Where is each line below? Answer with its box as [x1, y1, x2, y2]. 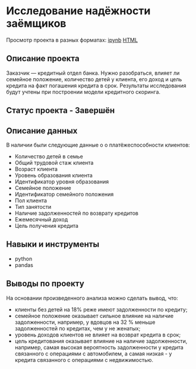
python [14, 255, 33, 262]
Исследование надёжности [6, 4, 151, 18]
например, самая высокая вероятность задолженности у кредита [14, 343, 184, 351]
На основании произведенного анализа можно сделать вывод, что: [6, 294, 178, 301]
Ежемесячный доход [14, 215, 68, 223]
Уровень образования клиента [14, 171, 93, 179]
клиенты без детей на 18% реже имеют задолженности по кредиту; [14, 306, 188, 313]
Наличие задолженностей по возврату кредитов [14, 209, 138, 217]
